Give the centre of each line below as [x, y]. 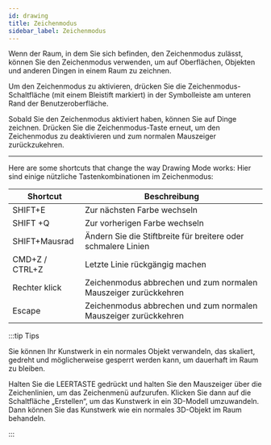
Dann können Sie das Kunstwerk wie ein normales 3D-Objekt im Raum [125, 410]
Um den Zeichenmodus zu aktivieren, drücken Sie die [98, 86]
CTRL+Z [28, 269]
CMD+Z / [30, 260]
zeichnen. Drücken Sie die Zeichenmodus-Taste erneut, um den [114, 128]
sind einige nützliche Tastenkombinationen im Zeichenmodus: [111, 177]
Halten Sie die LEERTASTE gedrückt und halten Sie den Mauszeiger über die [135, 385]
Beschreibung [172, 197]
